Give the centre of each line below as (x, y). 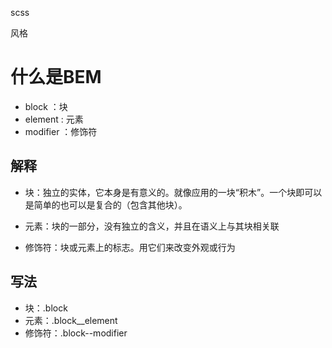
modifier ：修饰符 (61, 131)
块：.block (46, 308)
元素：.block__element (71, 320)
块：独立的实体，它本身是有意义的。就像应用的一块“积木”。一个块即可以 (173, 192)
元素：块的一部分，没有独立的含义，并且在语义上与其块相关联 (152, 226)
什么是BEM (56, 77)
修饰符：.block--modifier (76, 333)
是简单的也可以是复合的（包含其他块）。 (106, 204)
